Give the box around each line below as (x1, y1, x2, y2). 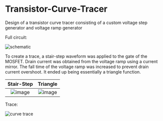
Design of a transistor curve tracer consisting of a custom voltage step (5, 20, 148, 25)
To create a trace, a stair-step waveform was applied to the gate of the (5, 53, 148, 59)
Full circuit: (5, 34, 27, 40)
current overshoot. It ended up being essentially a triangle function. (5, 69, 141, 74)
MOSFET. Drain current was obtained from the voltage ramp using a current (5, 58, 158, 64)
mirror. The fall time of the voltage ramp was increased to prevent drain (5, 64, 149, 70)
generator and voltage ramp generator (5, 24, 83, 30)
